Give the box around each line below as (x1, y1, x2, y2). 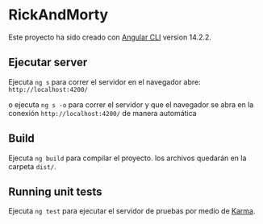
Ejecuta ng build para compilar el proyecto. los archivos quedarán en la (8, 153, 247, 163)
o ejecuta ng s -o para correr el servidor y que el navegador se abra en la (8, 99, 254, 110)
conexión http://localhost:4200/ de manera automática (8, 108, 197, 118)
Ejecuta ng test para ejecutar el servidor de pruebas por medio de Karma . (8, 206, 256, 216)
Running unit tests (8, 185, 102, 198)
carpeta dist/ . (8, 161, 56, 171)
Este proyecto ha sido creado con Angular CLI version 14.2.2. (8, 32, 212, 42)
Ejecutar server (8, 56, 88, 69)
